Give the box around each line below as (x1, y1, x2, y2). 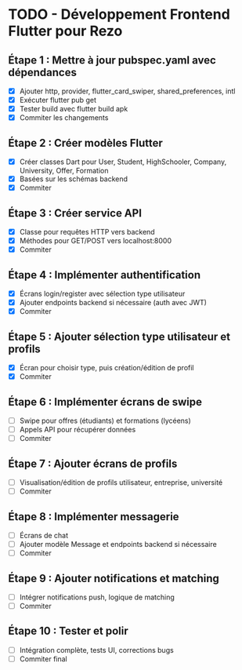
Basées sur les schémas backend (19, 174, 128, 184)
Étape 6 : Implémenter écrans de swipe (8, 395, 202, 409)
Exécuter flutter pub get (19, 96, 96, 105)
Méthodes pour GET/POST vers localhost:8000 (19, 236, 172, 246)
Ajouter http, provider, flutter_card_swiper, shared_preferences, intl (19, 86, 236, 96)
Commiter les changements (19, 113, 109, 122)
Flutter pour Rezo (8, 22, 123, 40)
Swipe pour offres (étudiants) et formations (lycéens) (19, 416, 192, 425)
